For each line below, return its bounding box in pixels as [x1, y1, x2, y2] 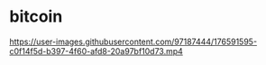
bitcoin [9, 6, 63, 27]
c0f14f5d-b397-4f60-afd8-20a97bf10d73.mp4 [9, 45, 183, 56]
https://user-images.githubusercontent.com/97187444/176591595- [9, 36, 258, 47]
